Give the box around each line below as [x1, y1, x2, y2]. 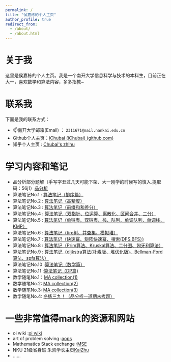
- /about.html [10, 31, 40, 36]
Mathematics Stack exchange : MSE [12, 341, 88, 347]
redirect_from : [5, 21, 38, 27]
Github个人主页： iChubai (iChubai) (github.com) [12, 135, 114, 141]
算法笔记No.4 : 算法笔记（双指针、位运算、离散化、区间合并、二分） [12, 210, 156, 217]
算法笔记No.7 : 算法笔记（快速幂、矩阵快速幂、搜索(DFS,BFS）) [12, 236, 144, 242]
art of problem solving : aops [12, 335, 72, 341]
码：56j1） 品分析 [12, 185, 48, 191]
